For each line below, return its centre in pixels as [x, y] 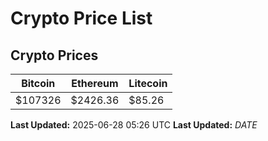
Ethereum [95, 83]
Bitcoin [38, 83]
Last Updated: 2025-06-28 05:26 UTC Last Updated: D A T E [134, 125]
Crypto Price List [81, 18]
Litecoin [148, 83]
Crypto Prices [54, 55]
